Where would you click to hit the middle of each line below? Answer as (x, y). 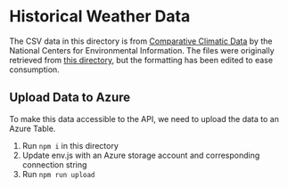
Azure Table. (33, 128)
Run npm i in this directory (70, 145)
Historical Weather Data (100, 16)
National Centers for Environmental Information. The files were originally (142, 50)
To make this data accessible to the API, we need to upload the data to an (144, 119)
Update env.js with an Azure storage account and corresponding (141, 155)
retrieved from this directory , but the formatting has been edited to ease (141, 60)
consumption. (34, 69)
